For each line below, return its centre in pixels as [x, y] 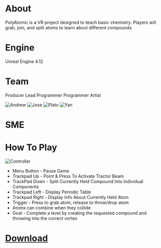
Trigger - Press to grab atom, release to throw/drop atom [71, 202]
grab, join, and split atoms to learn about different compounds [69, 27]
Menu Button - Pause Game [41, 171]
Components [26, 186]
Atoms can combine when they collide [51, 208]
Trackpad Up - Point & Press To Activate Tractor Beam [68, 176]
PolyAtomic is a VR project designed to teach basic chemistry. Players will [81, 22]
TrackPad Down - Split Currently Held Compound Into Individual [78, 181]
